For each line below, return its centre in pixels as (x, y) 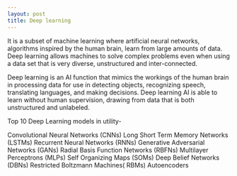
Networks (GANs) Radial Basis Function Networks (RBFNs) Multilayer (108, 150)
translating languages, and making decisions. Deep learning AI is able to (112, 92)
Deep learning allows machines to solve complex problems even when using (118, 56)
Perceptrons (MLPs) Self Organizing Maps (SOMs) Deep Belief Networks (114, 158)
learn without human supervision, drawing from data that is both (101, 99)
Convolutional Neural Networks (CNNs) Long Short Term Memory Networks (118, 135)
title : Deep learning (39, 21)
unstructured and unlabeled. (48, 107)
